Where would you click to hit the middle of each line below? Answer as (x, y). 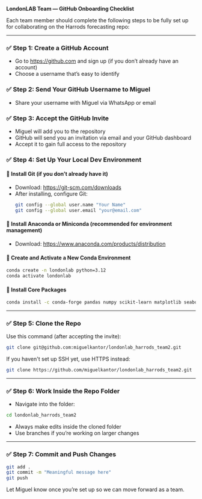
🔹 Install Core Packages (36, 290)
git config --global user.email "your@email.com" (78, 210)
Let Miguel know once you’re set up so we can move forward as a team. (95, 489)
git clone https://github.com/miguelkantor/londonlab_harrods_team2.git (99, 370)
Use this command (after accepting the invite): (64, 336)
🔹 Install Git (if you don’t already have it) (57, 174)
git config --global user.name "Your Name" (70, 205)
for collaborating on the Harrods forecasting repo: (68, 27)
